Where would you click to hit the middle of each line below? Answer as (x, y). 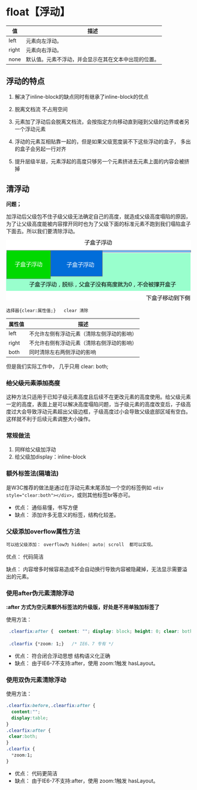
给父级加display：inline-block (50, 457)
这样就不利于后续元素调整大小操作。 (50, 419)
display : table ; (30, 718)
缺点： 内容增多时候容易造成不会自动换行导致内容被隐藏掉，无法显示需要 (94, 569)
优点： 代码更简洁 (36, 773)
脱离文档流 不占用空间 (41, 109)
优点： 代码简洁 (25, 557)
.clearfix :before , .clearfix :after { (51, 706)
